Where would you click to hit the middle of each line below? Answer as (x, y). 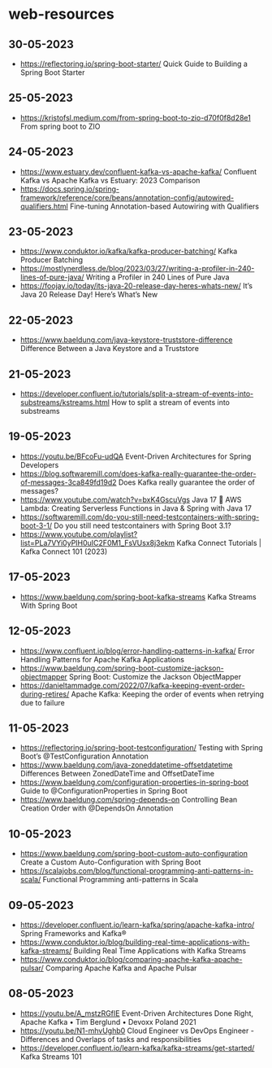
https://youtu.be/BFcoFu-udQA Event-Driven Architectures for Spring (136, 456)
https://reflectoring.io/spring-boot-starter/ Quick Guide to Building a (134, 64)
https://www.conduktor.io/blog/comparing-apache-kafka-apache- (131, 959)
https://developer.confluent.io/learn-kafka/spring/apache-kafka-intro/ (137, 925)
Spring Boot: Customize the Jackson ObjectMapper (155, 676)
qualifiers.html (44, 206)
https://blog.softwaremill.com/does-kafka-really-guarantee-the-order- (138, 473)
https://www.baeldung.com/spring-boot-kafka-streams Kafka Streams (138, 596)
